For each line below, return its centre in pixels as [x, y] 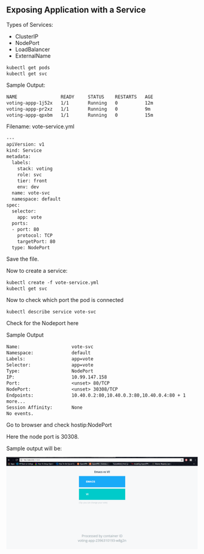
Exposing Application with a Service [76, 10]
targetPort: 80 [36, 241]
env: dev [28, 187]
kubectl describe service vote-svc [51, 312]
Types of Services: [30, 24]
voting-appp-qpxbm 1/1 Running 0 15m [80, 115]
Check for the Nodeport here [42, 323]
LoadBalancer [32, 49]
